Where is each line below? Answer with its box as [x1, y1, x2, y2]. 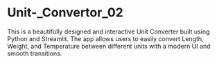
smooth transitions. [7, 49, 62, 58]
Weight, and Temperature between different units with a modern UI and [7, 42, 211, 50]
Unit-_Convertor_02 [7, 5, 123, 21]
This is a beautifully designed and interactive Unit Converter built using [7, 27, 210, 36]
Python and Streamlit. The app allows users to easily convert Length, [7, 34, 204, 42]
